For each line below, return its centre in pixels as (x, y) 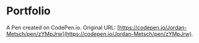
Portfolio (29, 11)
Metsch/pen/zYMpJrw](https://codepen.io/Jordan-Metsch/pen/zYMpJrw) (99, 33)
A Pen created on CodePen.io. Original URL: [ (63, 27)
